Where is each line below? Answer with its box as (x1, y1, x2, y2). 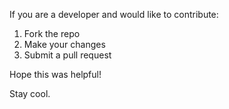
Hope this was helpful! (9, 69, 102, 80)
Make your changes (23, 39, 106, 50)
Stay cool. (9, 88, 51, 99)
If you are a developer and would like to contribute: (9, 9, 219, 20)
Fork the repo (23, 28, 81, 39)
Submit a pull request (23, 49, 112, 61)
